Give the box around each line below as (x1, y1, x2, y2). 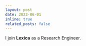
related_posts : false (5, 21, 50, 26)
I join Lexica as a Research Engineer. (5, 35, 81, 41)
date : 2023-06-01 (5, 12, 41, 17)
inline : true (5, 16, 32, 21)
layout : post (5, 7, 32, 12)
